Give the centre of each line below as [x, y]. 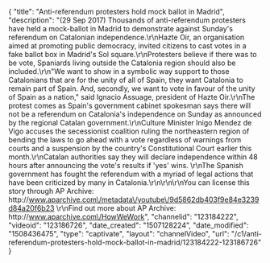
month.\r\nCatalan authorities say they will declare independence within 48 [133, 157]
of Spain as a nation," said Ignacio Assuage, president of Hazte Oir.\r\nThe [132, 97]
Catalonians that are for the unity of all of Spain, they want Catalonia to [126, 80]
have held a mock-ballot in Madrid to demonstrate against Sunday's [121, 29]
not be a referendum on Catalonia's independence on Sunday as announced [135, 114]
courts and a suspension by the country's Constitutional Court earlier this [130, 148]
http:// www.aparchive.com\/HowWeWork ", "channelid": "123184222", [124, 217]
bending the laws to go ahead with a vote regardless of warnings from [125, 140]
